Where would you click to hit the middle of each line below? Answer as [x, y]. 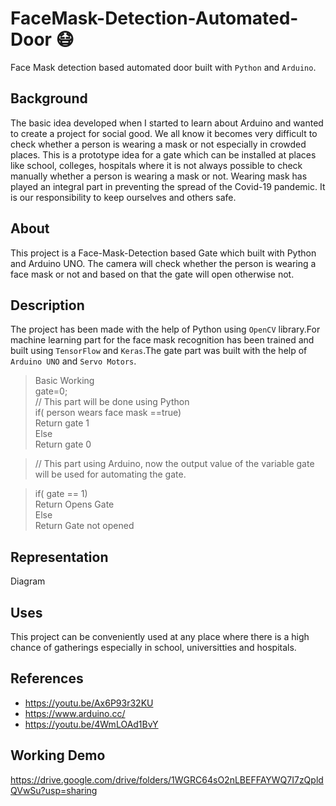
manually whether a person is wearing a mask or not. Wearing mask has [159, 176]
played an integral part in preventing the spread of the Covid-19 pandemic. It [168, 186]
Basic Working [64, 381]
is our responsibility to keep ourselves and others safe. [123, 197]
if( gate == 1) [61, 494]
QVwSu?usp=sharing [54, 790]
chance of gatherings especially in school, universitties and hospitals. [153, 647]
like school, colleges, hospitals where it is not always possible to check [156, 165]
